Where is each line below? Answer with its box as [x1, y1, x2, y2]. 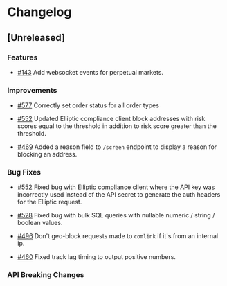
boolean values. [17, 219, 63, 227]
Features [7, 53, 38, 62]
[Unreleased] [7, 32, 66, 44]
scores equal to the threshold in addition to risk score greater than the [17, 122, 217, 130]
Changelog [7, 4, 72, 20]
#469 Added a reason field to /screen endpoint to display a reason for [17, 143, 217, 151]
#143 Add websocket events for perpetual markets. [17, 68, 164, 76]
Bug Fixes [7, 168, 42, 177]
